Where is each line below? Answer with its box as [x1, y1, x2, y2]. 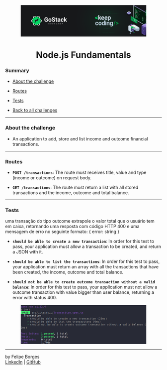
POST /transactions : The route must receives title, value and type [12, 169, 147, 175]
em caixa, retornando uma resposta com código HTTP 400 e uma [5, 224, 140, 230]
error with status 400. [12, 295, 57, 301]
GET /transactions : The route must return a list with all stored [12, 184, 139, 190]
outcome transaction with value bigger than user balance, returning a [12, 289, 155, 295]
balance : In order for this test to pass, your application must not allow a [12, 284, 158, 290]
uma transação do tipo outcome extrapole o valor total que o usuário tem [5, 218, 155, 224]
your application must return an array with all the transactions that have [12, 264, 159, 270]
